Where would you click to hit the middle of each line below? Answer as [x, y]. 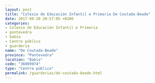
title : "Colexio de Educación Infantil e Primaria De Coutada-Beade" [78, 14]
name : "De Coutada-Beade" [31, 50]
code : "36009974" [23, 64]
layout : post [18, 10]
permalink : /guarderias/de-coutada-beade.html [54, 73]
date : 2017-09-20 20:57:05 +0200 [39, 19]
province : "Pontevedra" [30, 55]
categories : [17, 23]
